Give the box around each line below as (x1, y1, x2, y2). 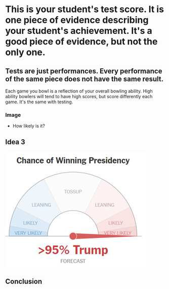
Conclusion (5, 277, 43, 285)
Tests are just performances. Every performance (5, 67, 162, 75)
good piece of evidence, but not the (5, 36, 158, 48)
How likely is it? (12, 123, 46, 129)
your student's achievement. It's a (5, 25, 153, 36)
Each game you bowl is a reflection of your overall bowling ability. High (5, 88, 153, 94)
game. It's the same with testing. (5, 99, 73, 105)
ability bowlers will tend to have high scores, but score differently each (5, 94, 153, 99)
